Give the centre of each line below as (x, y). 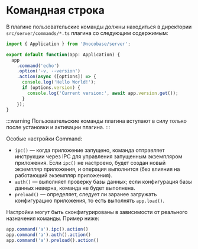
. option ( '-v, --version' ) (49, 71)
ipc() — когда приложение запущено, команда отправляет (90, 150)
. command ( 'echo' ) (38, 66)
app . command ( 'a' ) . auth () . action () (49, 235)
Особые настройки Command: (44, 139)
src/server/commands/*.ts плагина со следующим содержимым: (87, 33)
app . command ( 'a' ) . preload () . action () (53, 241)
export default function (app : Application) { (63, 55)
